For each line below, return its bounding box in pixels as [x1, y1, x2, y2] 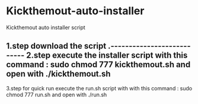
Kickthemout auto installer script [6, 24, 86, 31]
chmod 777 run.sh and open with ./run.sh [6, 91, 107, 98]
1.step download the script [6, 41, 107, 51]
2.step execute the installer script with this [26, 51, 188, 61]
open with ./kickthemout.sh [6, 69, 111, 79]
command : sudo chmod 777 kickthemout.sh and [6, 59, 191, 70]
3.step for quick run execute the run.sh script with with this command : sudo [6, 84, 193, 92]
